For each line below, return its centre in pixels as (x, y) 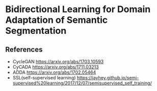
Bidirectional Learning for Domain (78, 9)
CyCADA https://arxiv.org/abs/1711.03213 (56, 67)
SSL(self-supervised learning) (44, 78)
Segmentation (36, 31)
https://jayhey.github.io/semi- (108, 78)
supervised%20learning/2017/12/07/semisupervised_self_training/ (82, 83)
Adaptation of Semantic (57, 20)
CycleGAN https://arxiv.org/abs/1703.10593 (58, 61)
